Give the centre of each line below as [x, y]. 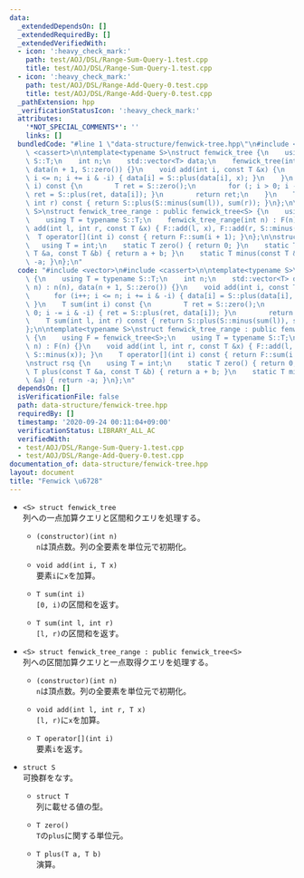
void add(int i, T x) [76, 565]
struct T [52, 796]
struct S [39, 767]
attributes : [40, 119]
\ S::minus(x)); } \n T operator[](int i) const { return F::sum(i [160, 354]
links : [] [44, 136]
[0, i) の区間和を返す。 [80, 604]
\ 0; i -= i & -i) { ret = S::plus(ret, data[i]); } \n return [160, 313]
